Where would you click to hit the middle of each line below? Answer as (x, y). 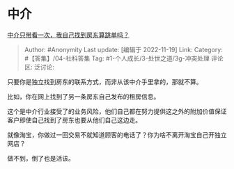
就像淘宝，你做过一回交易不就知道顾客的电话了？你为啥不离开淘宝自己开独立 (117, 135)
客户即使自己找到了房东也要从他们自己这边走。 (74, 120)
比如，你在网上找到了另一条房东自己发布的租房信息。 (84, 96)
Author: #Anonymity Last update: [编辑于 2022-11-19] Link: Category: (123, 49)
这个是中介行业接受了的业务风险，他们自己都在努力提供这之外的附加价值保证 (117, 111)
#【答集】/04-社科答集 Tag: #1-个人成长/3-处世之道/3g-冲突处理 (117, 58)
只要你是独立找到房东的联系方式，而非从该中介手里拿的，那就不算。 (105, 81)
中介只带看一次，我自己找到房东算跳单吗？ (68, 35)
